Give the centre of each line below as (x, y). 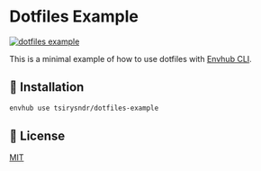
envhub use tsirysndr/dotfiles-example (84, 108)
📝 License (37, 136)
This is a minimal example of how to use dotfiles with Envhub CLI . (130, 58)
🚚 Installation (47, 87)
